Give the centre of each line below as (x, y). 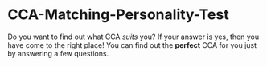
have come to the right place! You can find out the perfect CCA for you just (132, 45)
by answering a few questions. (58, 53)
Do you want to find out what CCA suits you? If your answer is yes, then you (133, 37)
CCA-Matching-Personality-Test (119, 15)
